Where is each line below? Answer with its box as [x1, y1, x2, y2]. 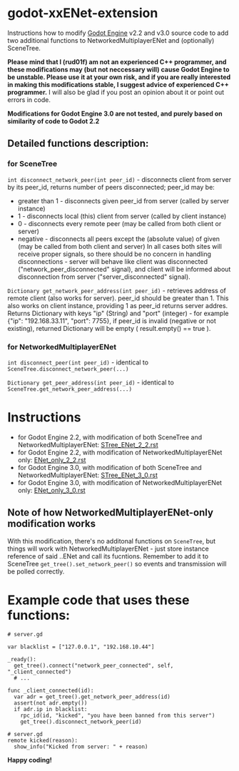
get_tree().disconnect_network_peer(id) [20, 718, 142, 725]
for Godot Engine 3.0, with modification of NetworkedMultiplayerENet [17, 478, 223, 486]
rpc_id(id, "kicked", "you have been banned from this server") [20, 712, 215, 719]
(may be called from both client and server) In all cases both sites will [17, 242, 223, 250]
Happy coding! [7, 755, 52, 764]
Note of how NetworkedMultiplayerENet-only [7, 506, 214, 519]
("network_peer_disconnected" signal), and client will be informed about [17, 265, 231, 273]
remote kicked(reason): [7, 737, 78, 744]
